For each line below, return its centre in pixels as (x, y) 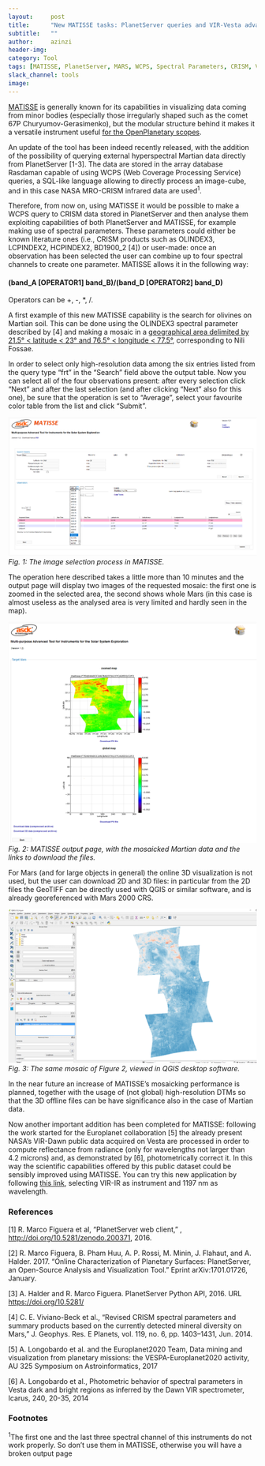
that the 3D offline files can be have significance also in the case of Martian (131, 1100)
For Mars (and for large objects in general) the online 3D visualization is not (131, 873)
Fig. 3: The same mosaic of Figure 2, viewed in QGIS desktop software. (124, 1069)
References (31, 1212)
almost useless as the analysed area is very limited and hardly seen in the (127, 602)
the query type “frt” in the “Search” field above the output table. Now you (127, 373)
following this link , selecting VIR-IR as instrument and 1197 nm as (113, 1183)
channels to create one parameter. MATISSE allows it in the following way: (128, 264)
